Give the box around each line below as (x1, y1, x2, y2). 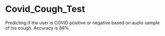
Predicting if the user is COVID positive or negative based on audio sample (5, 20, 160, 26)
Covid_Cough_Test (5, 3, 86, 15)
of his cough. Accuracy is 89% (5, 25, 69, 31)
